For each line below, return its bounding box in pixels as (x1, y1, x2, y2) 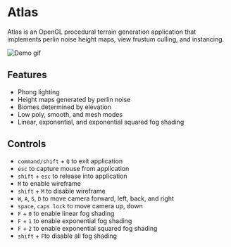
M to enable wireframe (17, 179, 81, 187)
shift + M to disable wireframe (17, 186, 106, 195)
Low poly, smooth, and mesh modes (17, 110, 123, 118)
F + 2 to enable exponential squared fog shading (17, 224, 158, 232)
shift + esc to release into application (17, 172, 128, 180)
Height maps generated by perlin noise (17, 95, 131, 103)
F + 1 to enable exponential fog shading (17, 216, 132, 225)
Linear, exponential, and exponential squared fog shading (17, 118, 185, 126)
